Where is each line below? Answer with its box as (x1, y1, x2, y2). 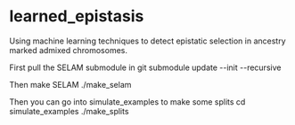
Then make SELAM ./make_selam (9, 79, 132, 90)
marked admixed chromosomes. (9, 44, 127, 55)
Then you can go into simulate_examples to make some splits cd (9, 96, 246, 107)
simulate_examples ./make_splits (9, 105, 129, 116)
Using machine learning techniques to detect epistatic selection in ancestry (9, 35, 286, 46)
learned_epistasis (9, 6, 144, 27)
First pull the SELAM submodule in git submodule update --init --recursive (9, 62, 282, 73)
